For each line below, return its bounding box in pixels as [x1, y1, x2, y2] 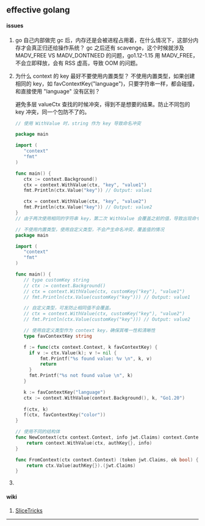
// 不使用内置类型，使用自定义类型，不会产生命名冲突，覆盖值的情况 [15, 226, 165, 233]
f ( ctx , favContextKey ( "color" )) [23, 412, 106, 418]
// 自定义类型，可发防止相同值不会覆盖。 [23, 305, 114, 311]
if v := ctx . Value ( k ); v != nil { [29, 349, 117, 356]
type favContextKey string [23, 333, 93, 339]
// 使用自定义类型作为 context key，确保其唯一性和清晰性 [23, 327, 156, 334]
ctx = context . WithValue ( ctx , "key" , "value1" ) [23, 181, 147, 188]
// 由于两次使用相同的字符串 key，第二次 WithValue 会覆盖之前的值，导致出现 [15, 215, 192, 222]
